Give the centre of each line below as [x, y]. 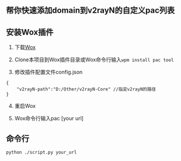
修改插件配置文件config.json [48, 72]
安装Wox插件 [30, 32]
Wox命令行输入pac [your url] [49, 118]
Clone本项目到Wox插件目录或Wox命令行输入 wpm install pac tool [94, 60]
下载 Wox [25, 47]
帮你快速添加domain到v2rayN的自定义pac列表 [90, 10]
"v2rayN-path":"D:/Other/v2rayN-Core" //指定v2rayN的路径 [86, 89]
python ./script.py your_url [41, 153]
